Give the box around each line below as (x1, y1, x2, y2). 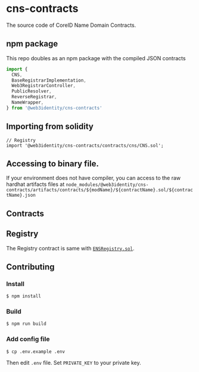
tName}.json (6, 193, 36, 199)
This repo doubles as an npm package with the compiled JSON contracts (6, 54, 186, 61)
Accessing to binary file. (6, 159, 99, 169)
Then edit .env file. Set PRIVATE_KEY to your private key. (6, 359, 141, 367)
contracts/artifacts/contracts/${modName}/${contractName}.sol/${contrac (6, 187, 194, 193)
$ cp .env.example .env (6, 348, 66, 355)
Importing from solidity (6, 122, 94, 132)
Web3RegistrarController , (11, 83, 76, 89)
